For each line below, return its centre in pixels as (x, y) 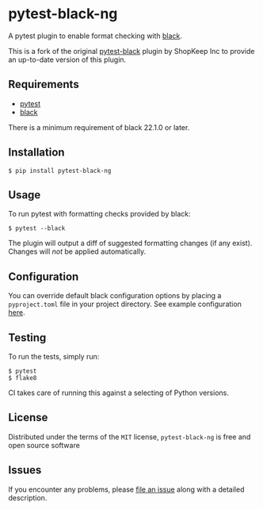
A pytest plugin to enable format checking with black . (95, 36)
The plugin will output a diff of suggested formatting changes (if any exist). (130, 243)
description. (28, 497)
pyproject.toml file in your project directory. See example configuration (125, 304)
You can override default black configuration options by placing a (115, 296)
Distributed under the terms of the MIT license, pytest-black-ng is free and (130, 436)
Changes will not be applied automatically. (77, 251)
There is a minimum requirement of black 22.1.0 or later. (99, 127)
